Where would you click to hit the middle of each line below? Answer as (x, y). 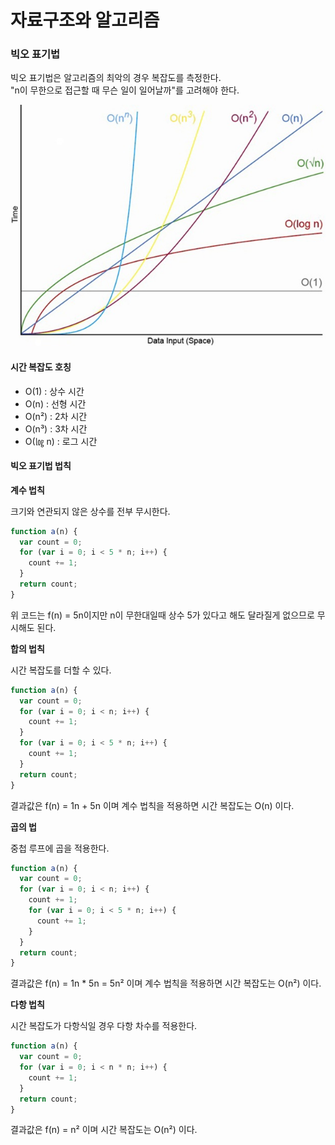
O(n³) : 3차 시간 (56, 428)
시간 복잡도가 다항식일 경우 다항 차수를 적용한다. (104, 1026)
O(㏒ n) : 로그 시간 (61, 441)
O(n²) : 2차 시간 (56, 416)
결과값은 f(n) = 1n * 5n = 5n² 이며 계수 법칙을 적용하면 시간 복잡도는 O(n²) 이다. (166, 983)
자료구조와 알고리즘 (85, 20)
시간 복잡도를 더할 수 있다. (61, 670)
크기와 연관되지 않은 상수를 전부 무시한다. (90, 511)
